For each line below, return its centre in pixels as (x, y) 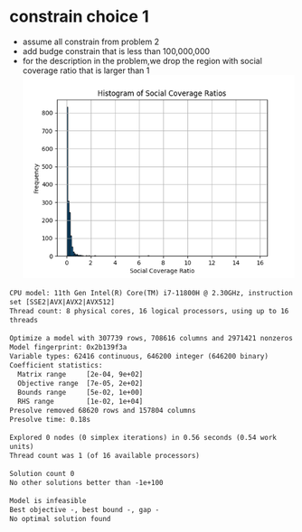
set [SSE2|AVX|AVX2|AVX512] (62, 303)
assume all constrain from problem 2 (91, 42)
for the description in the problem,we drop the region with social (142, 61)
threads (24, 321)
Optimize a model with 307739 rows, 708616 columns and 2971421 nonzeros (151, 339)
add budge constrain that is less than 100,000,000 (116, 51)
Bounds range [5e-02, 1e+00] (80, 393)
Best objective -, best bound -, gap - (85, 510)
